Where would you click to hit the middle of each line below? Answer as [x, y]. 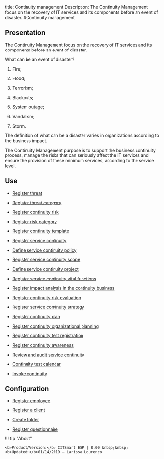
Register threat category [37, 203]
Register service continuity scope [46, 259]
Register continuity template [41, 231]
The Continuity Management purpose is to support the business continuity [81, 150]
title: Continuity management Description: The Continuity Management [77, 7]
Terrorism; [23, 88]
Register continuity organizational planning [55, 326]
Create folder [26, 420]
